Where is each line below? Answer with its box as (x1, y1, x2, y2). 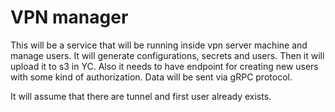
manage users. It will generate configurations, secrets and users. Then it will (10, 49, 325, 61)
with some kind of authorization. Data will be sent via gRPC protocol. (10, 71, 293, 83)
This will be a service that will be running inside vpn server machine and (10, 39, 308, 51)
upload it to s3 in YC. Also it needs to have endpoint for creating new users (10, 60, 319, 72)
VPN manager (10, 6, 129, 29)
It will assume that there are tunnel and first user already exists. (10, 90, 272, 102)
